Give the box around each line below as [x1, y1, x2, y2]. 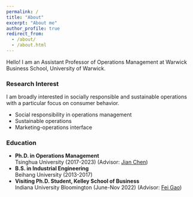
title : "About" [6, 14, 44, 20]
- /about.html [11, 42, 47, 48]
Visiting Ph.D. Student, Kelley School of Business [14, 177, 140, 185]
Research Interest [6, 79, 59, 88]
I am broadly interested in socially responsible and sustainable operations [6, 93, 187, 100]
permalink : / [6, 8, 39, 15]
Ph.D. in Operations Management [14, 152, 100, 159]
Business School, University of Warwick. [6, 64, 106, 72]
